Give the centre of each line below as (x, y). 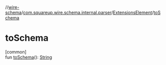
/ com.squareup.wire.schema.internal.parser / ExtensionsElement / (87, 12)
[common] (16, 51)
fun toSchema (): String (29, 57)
